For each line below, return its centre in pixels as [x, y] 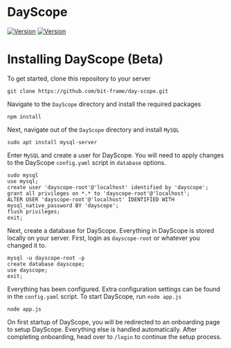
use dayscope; [28, 270]
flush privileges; [34, 211]
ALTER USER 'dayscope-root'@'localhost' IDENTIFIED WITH [91, 199]
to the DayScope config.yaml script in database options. [87, 162]
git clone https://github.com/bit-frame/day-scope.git [88, 91]
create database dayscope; [46, 264]
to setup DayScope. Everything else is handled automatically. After [102, 329]
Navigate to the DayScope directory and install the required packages [104, 104]
